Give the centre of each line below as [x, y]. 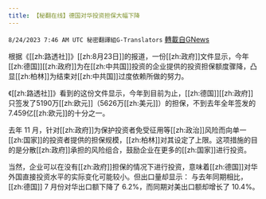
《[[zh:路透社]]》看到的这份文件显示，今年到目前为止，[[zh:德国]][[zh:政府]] [131, 93]
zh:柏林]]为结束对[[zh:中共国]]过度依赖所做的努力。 [104, 76]
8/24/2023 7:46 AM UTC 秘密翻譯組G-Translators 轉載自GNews [109, 39]
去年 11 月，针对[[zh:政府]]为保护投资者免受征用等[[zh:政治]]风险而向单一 [127, 130]
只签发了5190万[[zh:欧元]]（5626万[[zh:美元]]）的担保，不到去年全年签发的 [132, 103]
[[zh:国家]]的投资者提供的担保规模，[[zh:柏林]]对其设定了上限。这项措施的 [129, 139]
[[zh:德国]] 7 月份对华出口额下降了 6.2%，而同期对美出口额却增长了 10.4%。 [134, 186]
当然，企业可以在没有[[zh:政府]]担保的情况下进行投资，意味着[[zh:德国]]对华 [133, 166]
